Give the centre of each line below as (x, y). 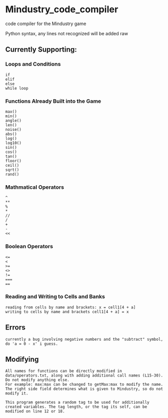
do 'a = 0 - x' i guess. (32, 344)
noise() (14, 129)
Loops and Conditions (33, 64)
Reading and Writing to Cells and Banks (55, 297)
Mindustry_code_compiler (62, 9)
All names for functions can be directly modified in (64, 371)
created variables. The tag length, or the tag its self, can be (76, 407)
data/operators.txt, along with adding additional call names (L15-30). (84, 376)
